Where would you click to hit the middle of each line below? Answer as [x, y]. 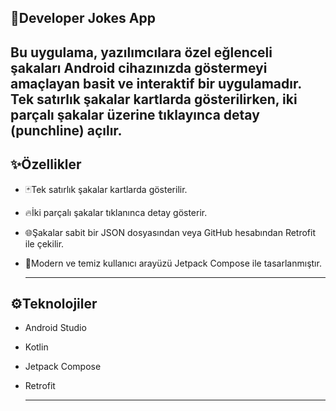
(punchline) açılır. [66, 130]
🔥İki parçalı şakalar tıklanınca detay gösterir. [116, 212]
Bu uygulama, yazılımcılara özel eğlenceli [141, 52]
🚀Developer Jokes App [83, 18]
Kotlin [36, 347]
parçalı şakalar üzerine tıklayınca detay [135, 114]
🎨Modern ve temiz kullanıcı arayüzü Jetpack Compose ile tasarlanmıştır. [173, 263]
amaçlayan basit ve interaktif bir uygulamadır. [156, 83]
